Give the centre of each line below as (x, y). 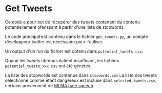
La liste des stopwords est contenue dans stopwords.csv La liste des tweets (81, 75)
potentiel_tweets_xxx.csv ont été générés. (48, 66)
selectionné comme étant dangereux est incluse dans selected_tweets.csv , (81, 80)
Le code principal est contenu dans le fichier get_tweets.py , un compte (77, 37)
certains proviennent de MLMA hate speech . (50, 85)
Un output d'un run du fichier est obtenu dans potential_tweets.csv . (74, 51)
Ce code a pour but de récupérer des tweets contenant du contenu (72, 22)
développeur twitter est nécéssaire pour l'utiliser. (54, 41)
